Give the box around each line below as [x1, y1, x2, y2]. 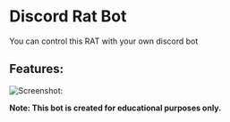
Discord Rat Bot [9, 6, 127, 27]
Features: [9, 61, 64, 77]
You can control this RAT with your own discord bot [9, 36, 199, 46]
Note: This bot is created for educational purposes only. [9, 102, 222, 113]
